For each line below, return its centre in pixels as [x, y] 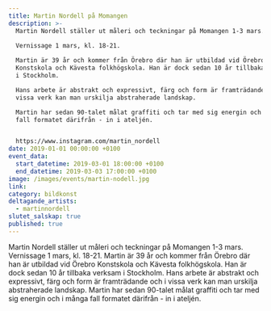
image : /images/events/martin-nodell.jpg [79, 179]
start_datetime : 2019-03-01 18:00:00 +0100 [90, 164]
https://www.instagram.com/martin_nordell [88, 141]
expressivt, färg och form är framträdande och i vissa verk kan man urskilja [133, 281]
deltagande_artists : [43, 202]
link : [17, 187]
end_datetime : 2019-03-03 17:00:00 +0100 [86, 171]
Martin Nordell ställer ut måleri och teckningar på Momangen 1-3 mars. [126, 246]
